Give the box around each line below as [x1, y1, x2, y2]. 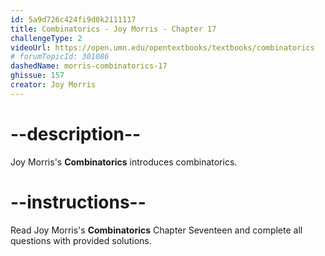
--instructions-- [10, 191, 147, 213]
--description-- [10, 122, 142, 145]
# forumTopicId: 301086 [10, 52, 110, 62]
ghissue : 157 [10, 71, 65, 81]
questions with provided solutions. [10, 234, 152, 246]
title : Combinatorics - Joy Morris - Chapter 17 [10, 24, 217, 34]
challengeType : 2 [10, 33, 83, 43]
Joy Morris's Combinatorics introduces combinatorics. [10, 156, 238, 168]
